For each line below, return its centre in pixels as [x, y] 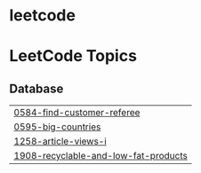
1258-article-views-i [60, 141]
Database [36, 88]
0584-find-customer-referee [77, 113]
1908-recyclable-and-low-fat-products [101, 156]
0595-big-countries [57, 127]
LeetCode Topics [73, 56]
